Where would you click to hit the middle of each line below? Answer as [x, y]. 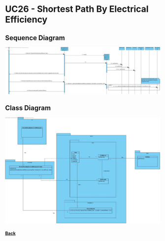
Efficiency [26, 20]
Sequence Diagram [35, 38]
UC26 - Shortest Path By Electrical [77, 9]
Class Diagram [28, 108]
